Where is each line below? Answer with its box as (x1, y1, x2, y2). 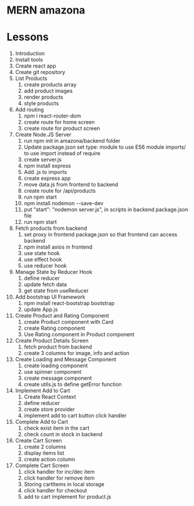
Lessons (6, 31, 49, 44)
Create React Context (23, 393, 76, 400)
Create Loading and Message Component (15, 356, 117, 363)
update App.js (23, 306, 58, 313)
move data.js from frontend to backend (23, 181, 119, 188)
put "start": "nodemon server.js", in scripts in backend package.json (23, 206, 189, 213)
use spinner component (23, 368, 81, 376)
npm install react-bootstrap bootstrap (23, 300, 115, 307)
